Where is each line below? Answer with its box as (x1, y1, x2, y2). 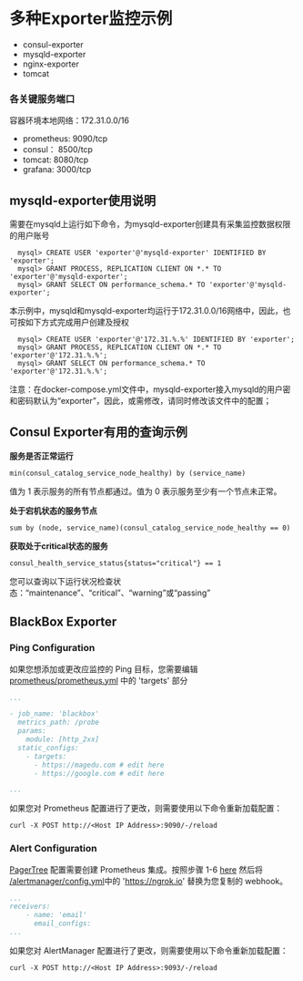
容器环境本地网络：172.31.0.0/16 (9, 115, 130, 126)
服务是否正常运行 (9, 450, 74, 461)
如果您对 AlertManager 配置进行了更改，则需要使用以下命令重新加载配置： (9, 945, 288, 955)
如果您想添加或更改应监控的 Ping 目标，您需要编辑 (9, 663, 198, 675)
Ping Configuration (9, 642, 96, 655)
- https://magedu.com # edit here (33, 760, 166, 769)
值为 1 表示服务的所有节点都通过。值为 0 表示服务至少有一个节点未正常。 (9, 485, 282, 497)
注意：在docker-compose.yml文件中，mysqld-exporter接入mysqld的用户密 (9, 384, 291, 395)
